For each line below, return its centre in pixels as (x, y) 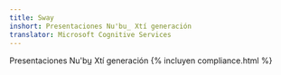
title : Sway (32, 18)
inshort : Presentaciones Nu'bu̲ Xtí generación (101, 26)
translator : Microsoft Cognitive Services (90, 34)
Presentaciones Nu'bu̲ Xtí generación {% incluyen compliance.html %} (141, 61)
